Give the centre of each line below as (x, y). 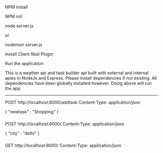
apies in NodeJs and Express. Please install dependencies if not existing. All (81, 78)
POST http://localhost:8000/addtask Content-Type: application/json (73, 102)
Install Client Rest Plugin (29, 54)
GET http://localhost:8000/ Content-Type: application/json (63, 145)
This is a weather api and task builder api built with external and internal (77, 73)
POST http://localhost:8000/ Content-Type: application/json (65, 124)
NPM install (16, 7)
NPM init (14, 16)
